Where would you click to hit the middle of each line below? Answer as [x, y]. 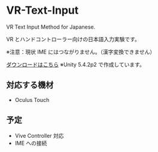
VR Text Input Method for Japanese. [51, 27]
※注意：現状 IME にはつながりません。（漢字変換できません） [81, 52]
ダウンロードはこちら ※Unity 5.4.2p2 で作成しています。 [75, 64]
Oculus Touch [32, 100]
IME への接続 [31, 143]
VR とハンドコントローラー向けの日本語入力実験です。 [73, 39]
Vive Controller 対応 [39, 135]
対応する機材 [30, 85]
